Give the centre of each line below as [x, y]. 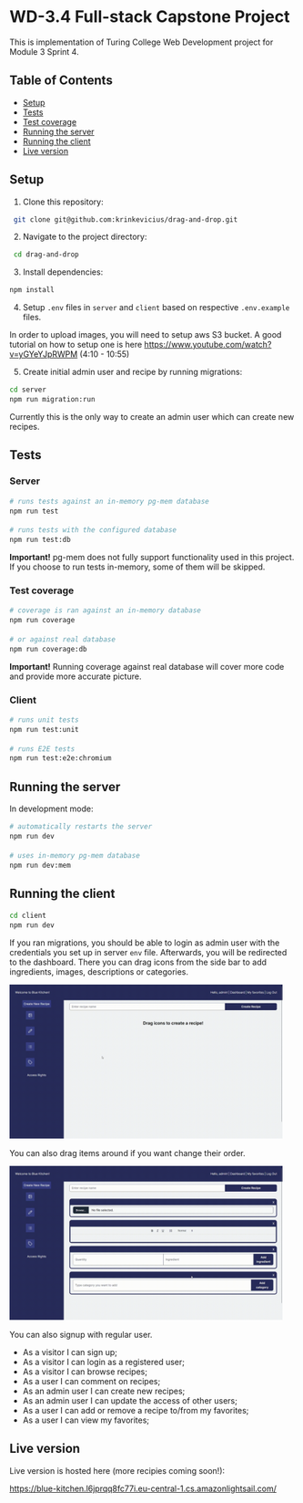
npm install [32, 290]
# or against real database [63, 639]
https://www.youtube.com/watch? [208, 345]
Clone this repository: [63, 202]
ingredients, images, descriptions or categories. [99, 972]
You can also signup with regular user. [81, 1335]
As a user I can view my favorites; [86, 1420]
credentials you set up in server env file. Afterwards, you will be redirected [148, 953]
